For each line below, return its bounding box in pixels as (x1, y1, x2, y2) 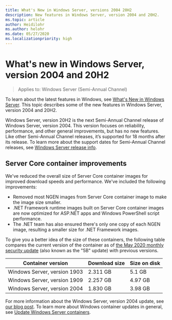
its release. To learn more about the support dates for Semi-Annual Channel (5, 139, 166, 145)
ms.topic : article (5, 17, 45, 22)
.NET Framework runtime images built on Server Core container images (12, 204, 164, 211)
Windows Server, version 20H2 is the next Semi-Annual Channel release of (5, 117, 164, 123)
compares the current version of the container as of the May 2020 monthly (5, 242, 164, 248)
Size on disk (130, 259, 161, 267)
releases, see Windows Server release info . (5, 144, 97, 150)
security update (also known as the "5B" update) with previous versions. (5, 247, 159, 253)
